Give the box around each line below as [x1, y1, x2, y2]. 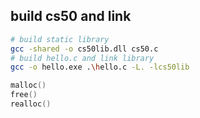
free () [10, 90, 38, 100]
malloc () [10, 80, 47, 91]
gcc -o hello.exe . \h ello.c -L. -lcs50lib [10, 62, 190, 73]
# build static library [10, 34, 110, 44]
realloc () [10, 99, 52, 109]
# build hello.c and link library [10, 53, 155, 63]
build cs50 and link [10, 8, 132, 25]
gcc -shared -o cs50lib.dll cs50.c [10, 44, 159, 54]
